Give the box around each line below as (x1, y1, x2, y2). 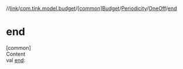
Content (6, 50, 26, 57)
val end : (6, 56, 26, 63)
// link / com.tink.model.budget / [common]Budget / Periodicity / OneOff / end (6, 5, 177, 12)
